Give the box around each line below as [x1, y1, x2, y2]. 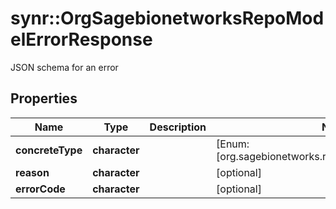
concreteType [15, 143, 83, 157]
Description [149, 120, 207, 134]
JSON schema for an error [10, 61, 119, 73]
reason [15, 165, 50, 179]
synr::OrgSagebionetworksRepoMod [10, 7, 325, 30]
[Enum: [216, 137, 250, 151]
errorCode [15, 182, 66, 196]
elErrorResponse [10, 28, 153, 51]
